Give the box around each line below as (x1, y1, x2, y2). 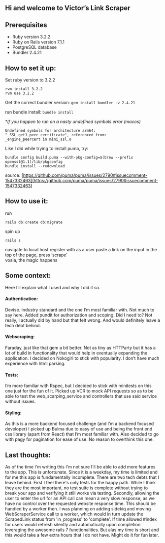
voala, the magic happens (5, 257, 58, 263)
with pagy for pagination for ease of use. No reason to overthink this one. (5, 436, 154, 442)
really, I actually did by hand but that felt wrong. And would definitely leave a (5, 317, 161, 323)
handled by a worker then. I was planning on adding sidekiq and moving (5, 506, 151, 512)
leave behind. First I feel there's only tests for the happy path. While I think (5, 480, 156, 486)
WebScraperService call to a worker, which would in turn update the (5, 511, 144, 517)
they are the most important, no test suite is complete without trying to (5, 485, 148, 491)
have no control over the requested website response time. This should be (5, 501, 156, 506)
